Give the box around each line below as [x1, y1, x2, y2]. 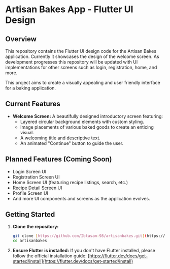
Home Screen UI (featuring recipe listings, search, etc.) [12, 179, 128, 185]
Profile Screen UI [12, 190, 48, 196]
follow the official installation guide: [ [12, 253, 90, 259]
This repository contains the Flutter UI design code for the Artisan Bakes [5, 48, 156, 54]
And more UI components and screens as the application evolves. [12, 195, 151, 201]
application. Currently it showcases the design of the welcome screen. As [5, 53, 159, 59]
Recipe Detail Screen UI [12, 185, 62, 191]
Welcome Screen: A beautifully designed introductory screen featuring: [12, 113, 163, 119]
